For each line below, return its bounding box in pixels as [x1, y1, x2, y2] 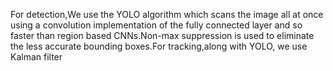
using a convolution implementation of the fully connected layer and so [10, 19, 303, 31]
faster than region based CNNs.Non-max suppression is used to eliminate [10, 30, 315, 41]
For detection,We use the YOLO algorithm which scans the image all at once [10, 9, 324, 20]
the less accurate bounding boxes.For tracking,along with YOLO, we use [10, 40, 308, 52]
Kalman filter [10, 51, 63, 63]
